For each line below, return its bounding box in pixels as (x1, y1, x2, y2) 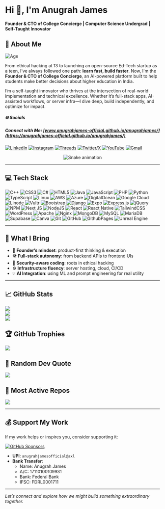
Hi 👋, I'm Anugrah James (5, 4, 108, 16)
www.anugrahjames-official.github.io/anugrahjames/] (44, 127, 160, 133)
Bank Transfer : (12, 458, 43, 464)
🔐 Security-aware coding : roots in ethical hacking (12, 260, 114, 266)
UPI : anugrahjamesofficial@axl (12, 453, 75, 458)
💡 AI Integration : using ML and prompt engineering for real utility (12, 270, 144, 276)
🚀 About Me (5, 40, 42, 49)
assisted (5, 98, 22, 104)
